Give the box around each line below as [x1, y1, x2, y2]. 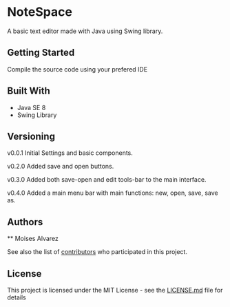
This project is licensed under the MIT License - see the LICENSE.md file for [7, 286, 223, 294]
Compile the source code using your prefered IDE [7, 65, 148, 73]
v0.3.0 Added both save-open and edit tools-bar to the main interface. [7, 176, 207, 184]
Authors [7, 216, 43, 228]
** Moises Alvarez [7, 235, 59, 243]
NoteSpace [7, 4, 72, 20]
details [7, 293, 26, 301]
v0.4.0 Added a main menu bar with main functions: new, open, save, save [7, 189, 218, 197]
